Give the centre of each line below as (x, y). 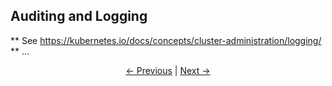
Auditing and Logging (79, 16)
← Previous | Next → (168, 70)
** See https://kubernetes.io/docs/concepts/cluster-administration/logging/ (166, 40)
